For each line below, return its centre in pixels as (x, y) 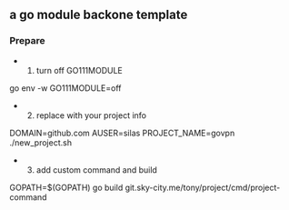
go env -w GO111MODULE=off (65, 88)
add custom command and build (96, 170)
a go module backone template (99, 15)
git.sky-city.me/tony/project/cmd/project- (203, 187)
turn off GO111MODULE (79, 70)
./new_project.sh (41, 142)
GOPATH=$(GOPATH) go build (66, 187)
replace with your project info (91, 115)
